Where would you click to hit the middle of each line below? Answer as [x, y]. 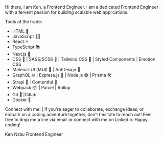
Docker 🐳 [22, 100]
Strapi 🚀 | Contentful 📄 [35, 82]
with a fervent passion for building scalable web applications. [67, 12]
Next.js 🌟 [21, 54]
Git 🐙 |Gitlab [24, 94]
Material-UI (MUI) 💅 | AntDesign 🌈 [46, 70]
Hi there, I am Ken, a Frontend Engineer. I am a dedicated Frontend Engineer [82, 7]
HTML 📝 [20, 31]
